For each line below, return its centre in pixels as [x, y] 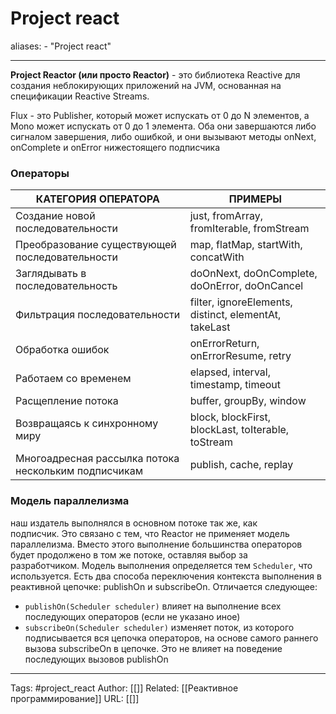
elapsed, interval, [230, 372]
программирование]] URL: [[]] [75, 698]
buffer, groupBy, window [248, 401]
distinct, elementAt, [235, 315]
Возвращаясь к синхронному [87, 424]
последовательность [66, 286]
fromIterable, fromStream [249, 229]
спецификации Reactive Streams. [80, 96]
